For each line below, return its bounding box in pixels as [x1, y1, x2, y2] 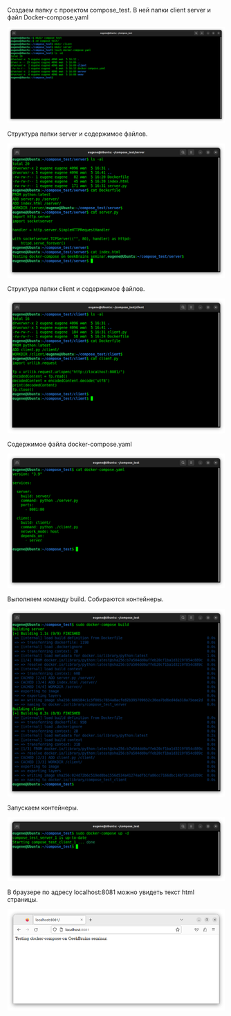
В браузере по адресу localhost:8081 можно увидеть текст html [7, 888, 195, 896]
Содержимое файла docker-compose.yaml [7, 440, 133, 448]
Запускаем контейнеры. [7, 803, 79, 812]
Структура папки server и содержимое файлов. [7, 130, 148, 138]
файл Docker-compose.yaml [7, 13, 89, 21]
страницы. [7, 895, 38, 903]
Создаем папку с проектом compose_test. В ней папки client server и [7, 6, 211, 14]
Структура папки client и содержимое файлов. [7, 285, 145, 293]
